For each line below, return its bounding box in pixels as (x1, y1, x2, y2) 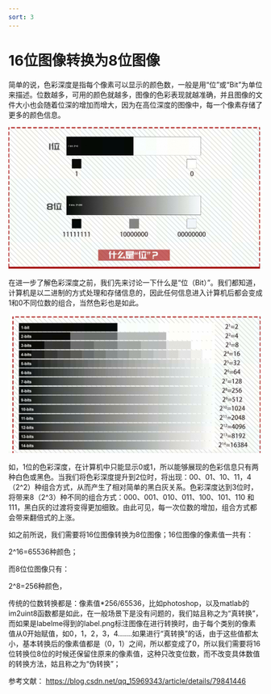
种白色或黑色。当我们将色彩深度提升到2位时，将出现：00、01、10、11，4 (8, 472, 252, 482)
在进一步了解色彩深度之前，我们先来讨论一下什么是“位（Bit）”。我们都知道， (8, 278, 261, 288)
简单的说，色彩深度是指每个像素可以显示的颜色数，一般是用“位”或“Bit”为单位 (8, 79, 263, 89)
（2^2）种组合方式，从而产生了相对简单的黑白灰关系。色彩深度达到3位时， (8, 482, 258, 492)
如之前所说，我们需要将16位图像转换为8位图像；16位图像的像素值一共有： (8, 529, 254, 539)
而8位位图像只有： (8, 564, 70, 574)
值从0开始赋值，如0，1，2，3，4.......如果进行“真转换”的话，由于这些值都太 (8, 629, 259, 638)
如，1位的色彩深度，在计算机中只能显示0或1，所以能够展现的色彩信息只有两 (8, 461, 260, 472)
